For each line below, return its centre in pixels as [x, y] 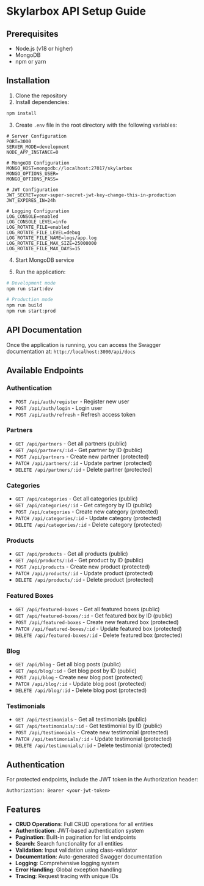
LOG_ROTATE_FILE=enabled [38, 227]
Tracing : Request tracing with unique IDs [67, 876]
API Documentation [44, 330]
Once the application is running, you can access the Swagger [84, 344]
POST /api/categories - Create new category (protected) [87, 512]
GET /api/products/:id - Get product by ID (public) [79, 560]
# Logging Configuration [38, 211]
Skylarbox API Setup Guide [76, 11]
